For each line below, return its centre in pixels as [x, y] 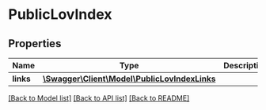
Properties [35, 44]
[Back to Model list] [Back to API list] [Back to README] [99, 98]
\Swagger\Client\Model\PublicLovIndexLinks [129, 79]
